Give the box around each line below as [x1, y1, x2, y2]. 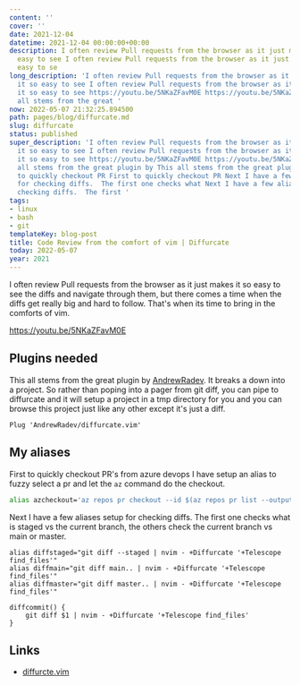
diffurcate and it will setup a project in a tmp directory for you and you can [9, 393, 283, 404]
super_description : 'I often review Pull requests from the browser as [9, 138, 281, 147]
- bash [9, 212, 34, 222]
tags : [9, 196, 29, 206]
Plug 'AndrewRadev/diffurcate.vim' [9, 420, 142, 430]
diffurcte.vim [21, 666, 70, 677]
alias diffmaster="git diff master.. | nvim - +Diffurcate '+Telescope [9, 579, 281, 588]
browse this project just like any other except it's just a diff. [9, 403, 226, 414]
